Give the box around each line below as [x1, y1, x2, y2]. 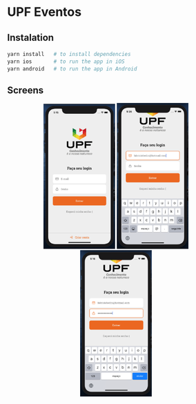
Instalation [7, 32, 54, 44]
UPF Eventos [7, 4, 81, 20]
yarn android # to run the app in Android [7, 65, 137, 73]
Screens [7, 84, 43, 97]
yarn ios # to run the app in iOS [7, 58, 126, 65]
